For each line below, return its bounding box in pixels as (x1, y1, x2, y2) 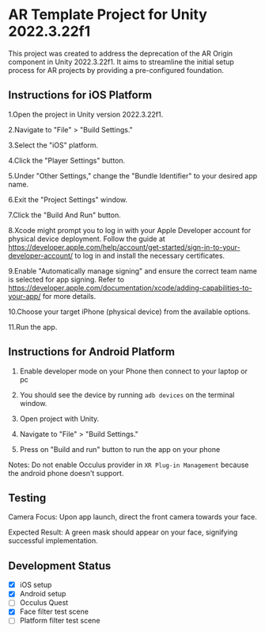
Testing (8, 491, 47, 504)
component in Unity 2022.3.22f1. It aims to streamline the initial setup (8, 57, 235, 67)
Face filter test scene (19, 607, 89, 616)
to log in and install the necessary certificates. (74, 251, 225, 260)
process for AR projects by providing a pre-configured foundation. (8, 65, 224, 75)
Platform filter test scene (19, 616, 100, 626)
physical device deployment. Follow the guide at (8, 234, 166, 243)
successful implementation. (8, 536, 99, 546)
